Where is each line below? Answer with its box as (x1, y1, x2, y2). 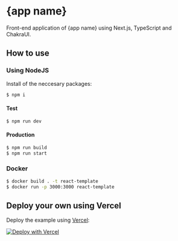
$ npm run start (6, 150, 47, 156)
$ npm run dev (6, 118, 42, 124)
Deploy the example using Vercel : (6, 216, 90, 224)
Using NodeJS (6, 66, 49, 75)
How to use (6, 48, 49, 59)
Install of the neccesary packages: (6, 80, 92, 87)
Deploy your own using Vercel (6, 201, 122, 211)
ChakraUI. (6, 30, 31, 37)
